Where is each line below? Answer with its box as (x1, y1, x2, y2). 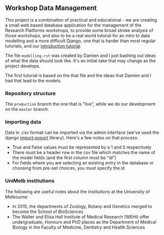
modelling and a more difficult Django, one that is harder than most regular (5, 38, 156, 44)
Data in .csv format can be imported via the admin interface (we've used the (5, 130, 160, 135)
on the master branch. (5, 106, 49, 112)
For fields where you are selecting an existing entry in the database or (12, 160, 154, 166)
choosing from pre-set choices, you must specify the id (12, 165, 125, 171)
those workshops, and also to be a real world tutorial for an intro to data (5, 32, 150, 38)
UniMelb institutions (5, 178, 55, 184)
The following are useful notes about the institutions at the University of (5, 188, 150, 194)
